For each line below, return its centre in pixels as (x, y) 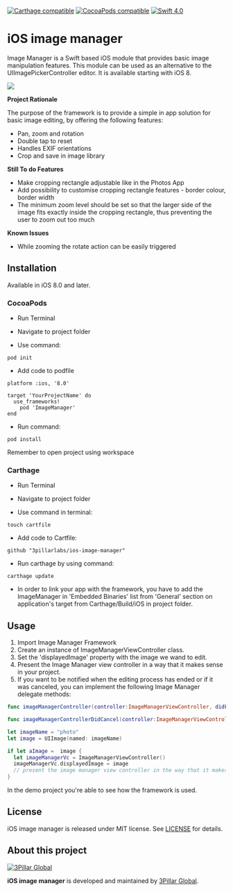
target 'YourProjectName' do (49, 396)
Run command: (39, 427)
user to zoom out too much (56, 220)
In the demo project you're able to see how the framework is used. (102, 790)
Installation (32, 269)
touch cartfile (29, 525)
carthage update (31, 577)
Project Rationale (32, 99)
